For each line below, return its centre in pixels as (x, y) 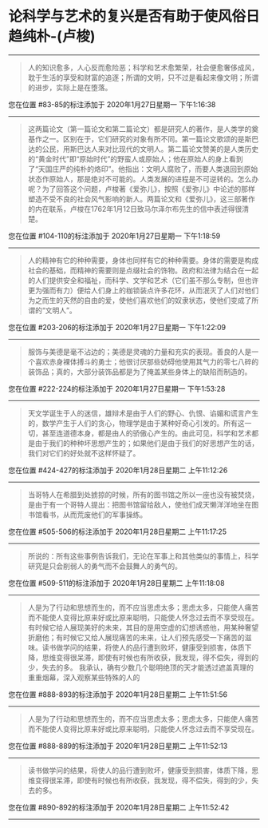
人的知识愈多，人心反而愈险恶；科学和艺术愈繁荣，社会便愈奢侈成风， (143, 67)
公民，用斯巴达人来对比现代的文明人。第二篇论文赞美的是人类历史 (150, 149)
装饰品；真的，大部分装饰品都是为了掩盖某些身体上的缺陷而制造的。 (140, 372)
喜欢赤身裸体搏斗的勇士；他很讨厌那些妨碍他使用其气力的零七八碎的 (147, 361)
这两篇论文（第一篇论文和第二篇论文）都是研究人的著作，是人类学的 (140, 129)
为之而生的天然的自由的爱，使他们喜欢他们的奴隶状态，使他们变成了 (140, 300)
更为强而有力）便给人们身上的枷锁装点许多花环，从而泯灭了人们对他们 (143, 290)
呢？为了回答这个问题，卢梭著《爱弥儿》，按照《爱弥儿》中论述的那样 (141, 189)
